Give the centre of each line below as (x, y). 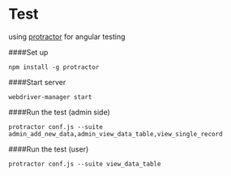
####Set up (28, 52)
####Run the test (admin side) (60, 112)
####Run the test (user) (49, 149)
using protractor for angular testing (67, 36)
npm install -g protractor (54, 67)
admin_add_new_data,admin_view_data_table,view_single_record (115, 134)
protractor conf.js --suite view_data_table (85, 164)
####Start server (37, 82)
